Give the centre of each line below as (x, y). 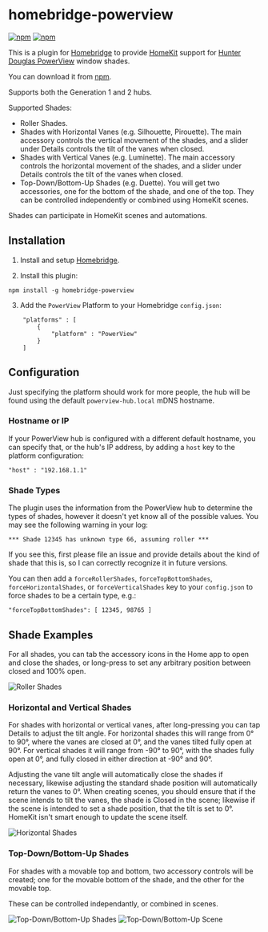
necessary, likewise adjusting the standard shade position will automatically (133, 783)
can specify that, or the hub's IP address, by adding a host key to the (122, 447)
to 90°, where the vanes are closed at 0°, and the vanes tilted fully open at (130, 742)
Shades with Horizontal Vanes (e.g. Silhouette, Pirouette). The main (131, 132)
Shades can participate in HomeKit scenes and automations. (108, 215)
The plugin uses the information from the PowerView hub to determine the (131, 508)
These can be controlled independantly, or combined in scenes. (113, 903)
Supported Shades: (40, 107)
